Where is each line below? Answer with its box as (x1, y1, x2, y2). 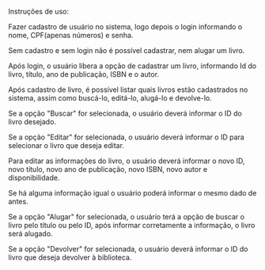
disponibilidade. (8, 173, 60, 182)
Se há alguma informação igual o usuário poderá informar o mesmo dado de (8, 188, 257, 197)
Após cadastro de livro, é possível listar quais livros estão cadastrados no (8, 85, 248, 94)
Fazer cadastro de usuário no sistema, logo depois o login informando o (8, 22, 243, 31)
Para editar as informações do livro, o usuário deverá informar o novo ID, (8, 156, 245, 165)
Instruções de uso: (8, 7, 70, 16)
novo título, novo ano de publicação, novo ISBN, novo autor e (8, 165, 208, 173)
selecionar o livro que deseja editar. (8, 141, 125, 150)
